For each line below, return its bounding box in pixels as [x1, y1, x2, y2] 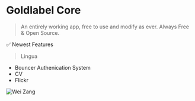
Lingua [20, 53, 38, 60]
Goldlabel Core [6, 4, 81, 17]
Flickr [14, 76, 28, 83]
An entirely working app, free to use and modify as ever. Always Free [20, 23, 190, 30]
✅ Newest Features [6, 41, 53, 48]
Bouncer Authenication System [14, 64, 91, 71]
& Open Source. [20, 29, 60, 36]
